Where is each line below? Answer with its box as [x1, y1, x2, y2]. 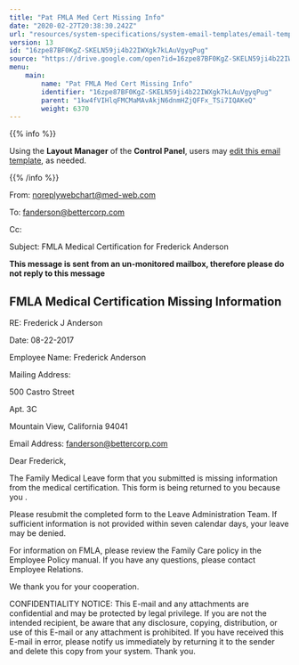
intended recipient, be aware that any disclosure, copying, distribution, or [9, 618, 278, 629]
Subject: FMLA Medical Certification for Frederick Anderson [9, 241, 230, 252]
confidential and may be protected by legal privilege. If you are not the [9, 608, 267, 619]
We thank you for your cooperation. [9, 581, 140, 592]
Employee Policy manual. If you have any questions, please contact [9, 555, 256, 565]
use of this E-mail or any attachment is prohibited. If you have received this [9, 627, 285, 637]
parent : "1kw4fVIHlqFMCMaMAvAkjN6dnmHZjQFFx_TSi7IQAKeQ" [41, 95, 256, 105]
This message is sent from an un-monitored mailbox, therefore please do [9, 259, 285, 270]
